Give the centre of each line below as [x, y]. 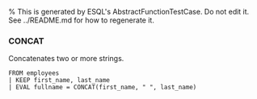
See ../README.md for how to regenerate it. [82, 20]
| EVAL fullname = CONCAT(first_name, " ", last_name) [103, 88]
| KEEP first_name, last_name [59, 80]
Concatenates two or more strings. [66, 59]
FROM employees [34, 73]
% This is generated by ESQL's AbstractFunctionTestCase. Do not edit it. [129, 12]
